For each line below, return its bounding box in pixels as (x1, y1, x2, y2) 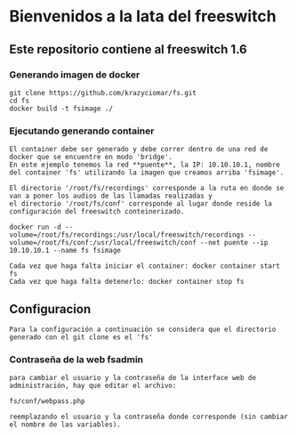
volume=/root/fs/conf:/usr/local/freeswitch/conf (9, 239, 197, 247)
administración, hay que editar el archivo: (9, 381, 177, 391)
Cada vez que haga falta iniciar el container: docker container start (9, 262, 280, 271)
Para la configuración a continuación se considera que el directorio (9, 325, 277, 334)
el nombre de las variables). (9, 420, 122, 429)
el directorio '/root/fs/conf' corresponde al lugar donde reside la (9, 199, 273, 208)
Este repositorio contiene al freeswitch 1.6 (9, 42, 247, 57)
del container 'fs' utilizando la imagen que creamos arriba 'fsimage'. (9, 168, 285, 177)
